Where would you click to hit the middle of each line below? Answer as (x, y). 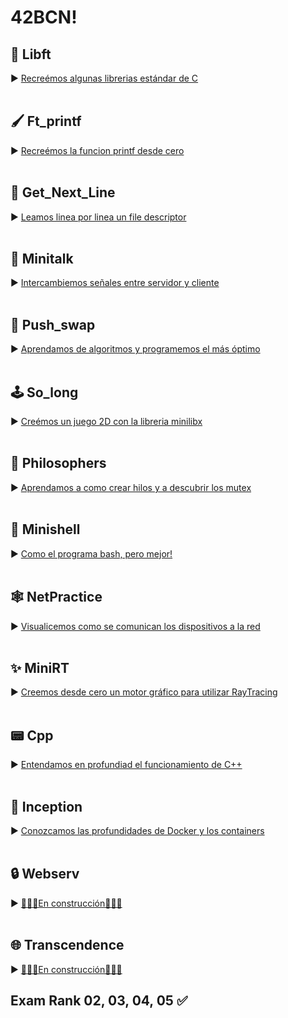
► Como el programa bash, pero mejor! (91, 553)
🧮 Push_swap (53, 324)
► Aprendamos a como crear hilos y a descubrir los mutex (131, 487)
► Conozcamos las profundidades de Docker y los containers (137, 830)
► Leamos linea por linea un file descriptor (98, 217)
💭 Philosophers (58, 463)
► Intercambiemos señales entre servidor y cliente (115, 283)
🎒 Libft (31, 54)
